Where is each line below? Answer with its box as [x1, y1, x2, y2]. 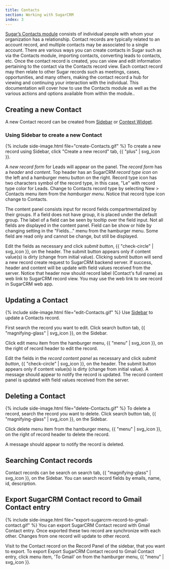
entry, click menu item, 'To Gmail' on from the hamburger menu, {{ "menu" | [5, 554, 164, 560]
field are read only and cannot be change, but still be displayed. [5, 233, 139, 240]
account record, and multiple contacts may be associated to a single [5, 42, 148, 48]
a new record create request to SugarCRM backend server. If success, [5, 260, 153, 266]
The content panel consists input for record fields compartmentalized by [5, 206, 157, 212]
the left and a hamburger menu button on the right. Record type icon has [5, 174, 157, 181]
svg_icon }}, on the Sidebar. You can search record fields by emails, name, [5, 475, 161, 481]
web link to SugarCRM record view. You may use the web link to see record [5, 276, 162, 282]
